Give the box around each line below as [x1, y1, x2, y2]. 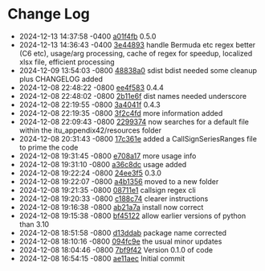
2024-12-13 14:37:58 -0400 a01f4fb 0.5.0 [18, 31, 157, 41]
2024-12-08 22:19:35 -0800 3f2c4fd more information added [18, 108, 223, 117]
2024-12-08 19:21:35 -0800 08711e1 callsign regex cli [18, 185, 196, 195]
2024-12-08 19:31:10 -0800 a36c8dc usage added [18, 159, 187, 169]
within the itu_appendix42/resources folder [18, 125, 162, 135]
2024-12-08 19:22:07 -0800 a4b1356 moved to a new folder [18, 176, 219, 186]
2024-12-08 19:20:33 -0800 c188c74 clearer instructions [18, 194, 209, 203]
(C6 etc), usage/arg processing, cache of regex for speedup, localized [18, 48, 253, 58]
